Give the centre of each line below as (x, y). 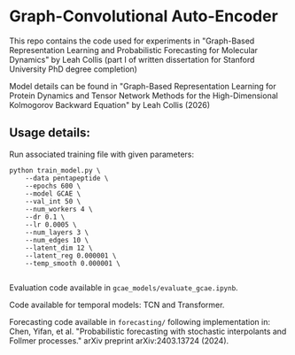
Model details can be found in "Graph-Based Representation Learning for (143, 86)
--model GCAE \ (53, 193)
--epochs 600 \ (53, 186)
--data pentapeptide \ (67, 178)
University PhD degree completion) (73, 69)
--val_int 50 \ (53, 201)
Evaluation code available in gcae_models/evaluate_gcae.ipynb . (124, 287)
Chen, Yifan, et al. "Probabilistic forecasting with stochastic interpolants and (148, 331)
